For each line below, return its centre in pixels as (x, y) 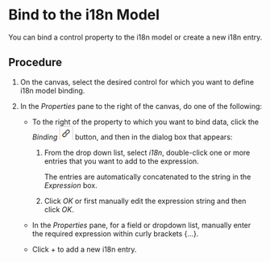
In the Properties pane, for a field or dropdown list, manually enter (141, 225)
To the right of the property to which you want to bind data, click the (145, 122)
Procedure (35, 62)
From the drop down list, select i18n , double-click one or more (147, 152)
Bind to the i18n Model (84, 15)
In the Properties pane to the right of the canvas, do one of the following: (141, 106)
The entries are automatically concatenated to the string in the (147, 177)
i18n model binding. (52, 90)
